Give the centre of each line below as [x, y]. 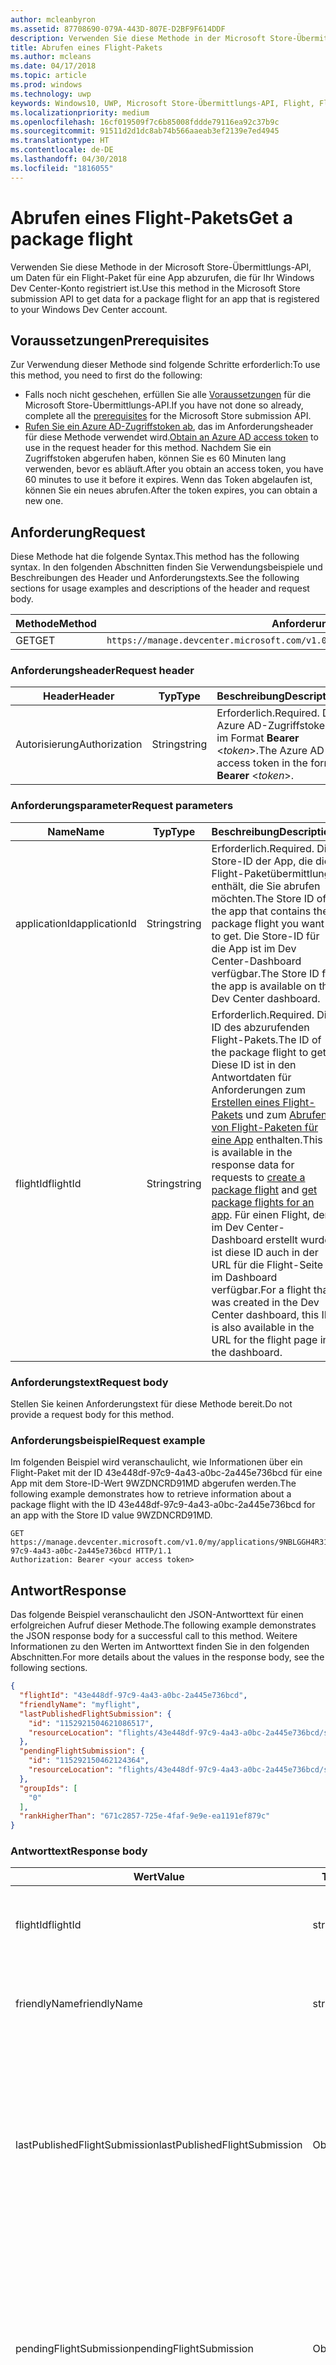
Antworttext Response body [79, 1851]
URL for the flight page [264, 1339]
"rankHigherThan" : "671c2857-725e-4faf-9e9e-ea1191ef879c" [145, 1816]
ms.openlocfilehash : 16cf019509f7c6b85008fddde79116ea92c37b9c [145, 122]
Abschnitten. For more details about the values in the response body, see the [167, 1657]
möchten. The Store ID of [269, 898]
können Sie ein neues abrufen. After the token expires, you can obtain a [171, 490]
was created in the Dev [265, 1302]
